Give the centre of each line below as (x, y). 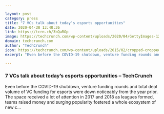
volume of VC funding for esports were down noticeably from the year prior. (81, 92)
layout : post (18, 14)
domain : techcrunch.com (29, 41)
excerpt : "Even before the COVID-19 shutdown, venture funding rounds (78, 55)
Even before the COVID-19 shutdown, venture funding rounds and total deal (81, 86)
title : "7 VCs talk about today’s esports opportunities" (65, 23)
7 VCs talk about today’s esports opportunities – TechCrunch (79, 76)
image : (12, 37)
